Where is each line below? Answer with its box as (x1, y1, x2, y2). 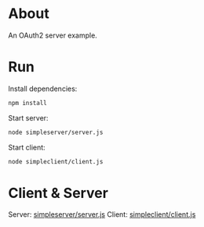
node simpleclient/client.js (8, 157, 104, 165)
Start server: (8, 113, 49, 122)
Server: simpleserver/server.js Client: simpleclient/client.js (8, 210, 196, 219)
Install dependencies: (8, 84, 78, 93)
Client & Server (8, 184, 108, 202)
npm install (8, 99, 47, 106)
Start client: (8, 142, 46, 152)
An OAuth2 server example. (8, 31, 98, 40)
